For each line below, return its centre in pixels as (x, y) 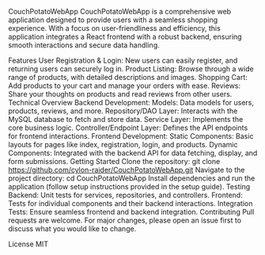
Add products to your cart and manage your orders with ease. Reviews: (125, 86)
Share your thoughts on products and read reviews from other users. (120, 94)
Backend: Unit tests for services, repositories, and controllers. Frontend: (125, 195)
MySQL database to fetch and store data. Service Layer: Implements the (126, 119)
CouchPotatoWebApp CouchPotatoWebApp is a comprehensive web (120, 11)
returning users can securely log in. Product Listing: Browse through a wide (131, 69)
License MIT (28, 244)
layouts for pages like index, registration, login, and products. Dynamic (123, 145)
